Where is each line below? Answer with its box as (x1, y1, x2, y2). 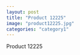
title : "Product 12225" (6, 15, 67, 21)
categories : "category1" (6, 26, 69, 32)
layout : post (6, 9, 39, 15)
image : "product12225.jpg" (6, 20, 75, 26)
